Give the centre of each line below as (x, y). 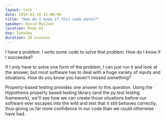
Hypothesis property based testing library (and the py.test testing (72, 92)
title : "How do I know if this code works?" (52, 19)
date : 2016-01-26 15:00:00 (33, 14)
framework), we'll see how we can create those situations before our (76, 97)
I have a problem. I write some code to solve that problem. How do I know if (83, 52)
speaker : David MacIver (30, 24)
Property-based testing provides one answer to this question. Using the (79, 87)
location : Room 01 (24, 28)
